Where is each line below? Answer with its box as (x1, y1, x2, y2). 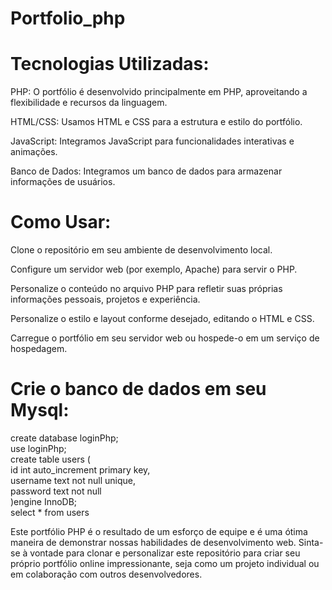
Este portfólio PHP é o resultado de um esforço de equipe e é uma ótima (10, 526, 308, 537)
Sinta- (298, 537, 324, 548)
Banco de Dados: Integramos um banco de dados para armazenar (10, 165, 283, 177)
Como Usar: (10, 211, 112, 234)
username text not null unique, (10, 475, 136, 486)
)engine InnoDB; (10, 496, 78, 507)
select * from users (10, 507, 90, 518)
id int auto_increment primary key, (10, 464, 151, 476)
